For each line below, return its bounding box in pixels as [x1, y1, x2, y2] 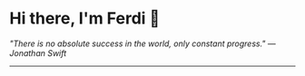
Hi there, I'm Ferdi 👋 [9, 8, 161, 29]
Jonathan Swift [9, 47, 67, 58]
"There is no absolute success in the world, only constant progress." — [9, 38, 277, 49]
